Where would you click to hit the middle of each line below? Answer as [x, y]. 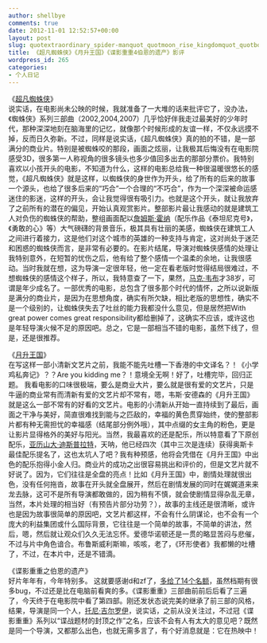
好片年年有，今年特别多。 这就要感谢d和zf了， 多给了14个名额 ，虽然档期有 [130, 580]
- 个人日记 [24, 75]
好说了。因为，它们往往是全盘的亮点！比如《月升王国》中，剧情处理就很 [126, 474]
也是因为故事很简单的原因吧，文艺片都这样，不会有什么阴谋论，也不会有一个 [133, 514]
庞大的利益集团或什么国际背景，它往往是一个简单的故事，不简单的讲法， [126, 523]
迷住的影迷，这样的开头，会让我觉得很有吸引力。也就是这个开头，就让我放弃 [133, 198]
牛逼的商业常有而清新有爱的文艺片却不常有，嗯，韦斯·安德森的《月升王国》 [131, 394]
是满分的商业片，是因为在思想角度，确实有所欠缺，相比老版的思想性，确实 [130, 298]
